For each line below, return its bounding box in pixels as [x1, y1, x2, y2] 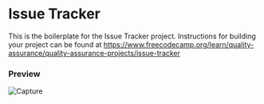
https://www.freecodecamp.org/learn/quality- [103, 39, 254, 49]
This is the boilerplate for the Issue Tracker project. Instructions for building [8, 31, 257, 41]
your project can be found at [8, 39, 102, 49]
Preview [8, 68, 41, 79]
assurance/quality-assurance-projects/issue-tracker [8, 48, 181, 58]
